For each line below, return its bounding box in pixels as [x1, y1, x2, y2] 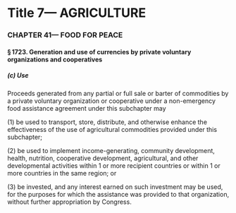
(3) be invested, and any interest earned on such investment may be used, [7, 182, 223, 191]
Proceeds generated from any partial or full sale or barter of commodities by [7, 89, 229, 97]
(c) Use [7, 71, 30, 80]
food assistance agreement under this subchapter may [7, 104, 167, 112]
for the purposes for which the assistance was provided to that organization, [7, 190, 230, 198]
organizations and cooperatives [7, 55, 103, 63]
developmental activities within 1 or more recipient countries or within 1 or [7, 161, 221, 170]
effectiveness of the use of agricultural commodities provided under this [7, 125, 217, 133]
